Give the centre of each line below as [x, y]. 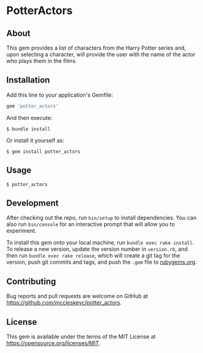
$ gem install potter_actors [43, 151]
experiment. [21, 231]
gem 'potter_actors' [33, 106]
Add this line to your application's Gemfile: [60, 95]
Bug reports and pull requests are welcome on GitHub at [77, 296]
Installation [28, 80]
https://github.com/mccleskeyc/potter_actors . [64, 303]
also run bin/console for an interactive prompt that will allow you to [91, 225]
